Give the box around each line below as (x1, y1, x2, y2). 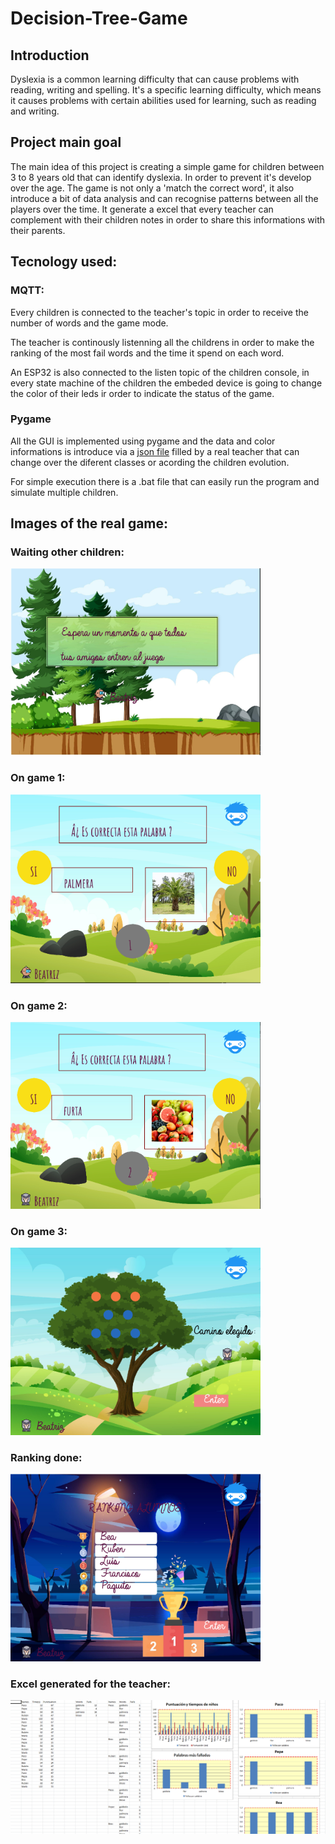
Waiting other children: (10, 545, 125, 559)
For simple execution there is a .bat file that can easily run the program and (10, 475, 320, 487)
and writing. (10, 105, 60, 117)
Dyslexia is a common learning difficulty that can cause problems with (10, 73, 300, 85)
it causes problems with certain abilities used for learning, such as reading (10, 95, 317, 106)
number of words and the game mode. (10, 317, 169, 329)
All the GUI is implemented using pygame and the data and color (10, 435, 276, 447)
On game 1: (10, 771, 66, 785)
